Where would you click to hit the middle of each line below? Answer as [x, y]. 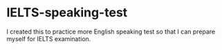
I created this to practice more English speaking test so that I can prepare [111, 32]
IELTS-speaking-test [67, 13]
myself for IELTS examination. [49, 38]
